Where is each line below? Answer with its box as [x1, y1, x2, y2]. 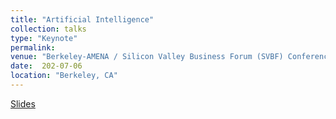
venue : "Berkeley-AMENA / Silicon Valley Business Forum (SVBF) [10, 52, 284, 62]
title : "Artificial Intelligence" [10, 14, 155, 25]
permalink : [10, 42, 56, 53]
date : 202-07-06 [10, 61, 83, 71]
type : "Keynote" [10, 33, 78, 43]
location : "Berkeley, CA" [10, 71, 118, 81]
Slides [10, 97, 36, 110]
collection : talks [10, 24, 87, 34]
